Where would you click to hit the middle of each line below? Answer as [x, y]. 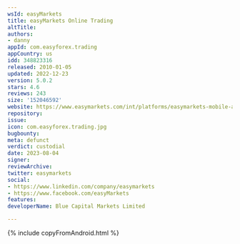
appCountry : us [30, 54]
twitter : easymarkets [40, 173]
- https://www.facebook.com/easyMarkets [69, 193]
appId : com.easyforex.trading [52, 47]
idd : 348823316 [30, 61]
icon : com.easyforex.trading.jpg [57, 127]
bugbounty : [24, 133]
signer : [19, 160]
